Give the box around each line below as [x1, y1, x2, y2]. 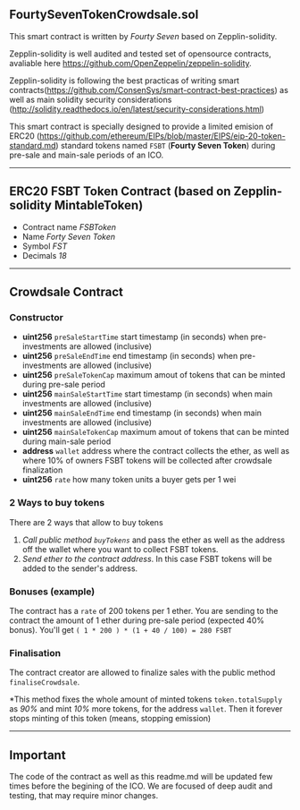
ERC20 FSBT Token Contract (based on [9, 183, 231, 200]
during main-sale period [21, 436, 112, 447]
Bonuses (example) [9, 585, 96, 598]
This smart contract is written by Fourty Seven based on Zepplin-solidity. [9, 30, 278, 41]
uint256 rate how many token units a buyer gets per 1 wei [21, 474, 237, 485]
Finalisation [9, 646, 61, 659]
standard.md [9, 140, 56, 150]
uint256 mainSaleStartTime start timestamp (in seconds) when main [21, 388, 273, 399]
